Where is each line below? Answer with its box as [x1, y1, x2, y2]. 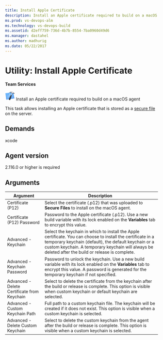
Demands [5, 125, 35, 133]
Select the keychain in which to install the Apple [44, 228, 140, 235]
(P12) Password [7, 219, 40, 225]
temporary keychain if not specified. [44, 272, 116, 277]
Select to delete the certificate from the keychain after [44, 278, 152, 284]
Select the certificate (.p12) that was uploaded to [44, 199, 143, 206]
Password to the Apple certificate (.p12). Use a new [44, 211, 148, 218]
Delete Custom [7, 323, 37, 328]
